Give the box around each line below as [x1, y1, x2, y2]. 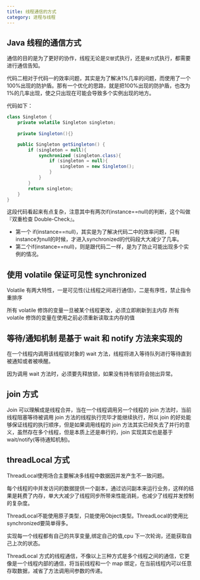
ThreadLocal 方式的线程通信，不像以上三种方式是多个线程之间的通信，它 [7, 552, 185, 559]
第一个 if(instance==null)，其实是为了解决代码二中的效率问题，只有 [15, 228, 180, 236]
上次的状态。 [11, 540, 43, 547]
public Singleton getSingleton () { [17, 141, 106, 148]
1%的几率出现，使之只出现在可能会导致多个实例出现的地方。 [7, 90, 155, 97]
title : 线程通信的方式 [7, 8, 57, 15]
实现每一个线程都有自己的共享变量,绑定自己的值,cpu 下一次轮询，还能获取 [7, 532, 187, 539]
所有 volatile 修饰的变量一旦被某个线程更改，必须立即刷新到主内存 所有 [7, 307, 180, 314]
